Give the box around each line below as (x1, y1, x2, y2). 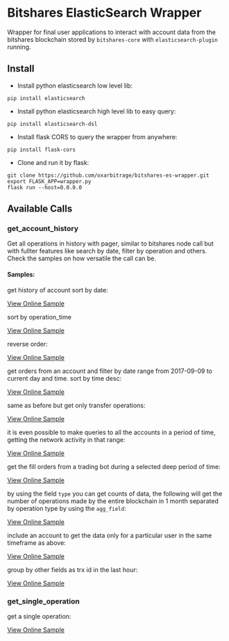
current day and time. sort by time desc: (7, 374, 122, 382)
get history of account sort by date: (7, 285, 109, 294)
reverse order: (7, 340, 48, 348)
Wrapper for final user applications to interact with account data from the (7, 28, 217, 36)
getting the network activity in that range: (7, 435, 126, 443)
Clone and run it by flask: (17, 158, 90, 166)
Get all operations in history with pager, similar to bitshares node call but (7, 239, 214, 248)
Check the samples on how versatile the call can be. (7, 254, 157, 262)
